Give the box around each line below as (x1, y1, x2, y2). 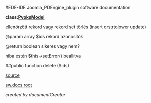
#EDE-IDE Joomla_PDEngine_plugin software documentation (5, 5, 131, 10)
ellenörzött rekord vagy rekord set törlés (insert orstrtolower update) (5, 24, 146, 30)
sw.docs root (5, 82, 32, 88)
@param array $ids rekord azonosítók (5, 34, 84, 39)
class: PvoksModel (5, 14, 45, 20)
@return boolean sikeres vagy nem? (5, 43, 80, 49)
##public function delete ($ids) (5, 63, 69, 68)
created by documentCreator (5, 92, 66, 97)
